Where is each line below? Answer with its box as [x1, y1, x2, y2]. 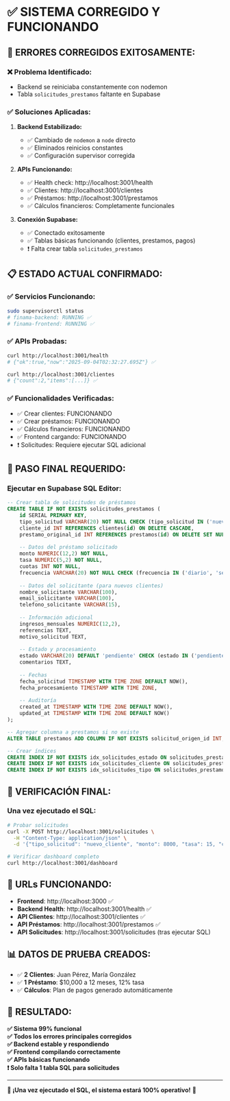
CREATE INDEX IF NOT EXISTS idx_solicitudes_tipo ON [7, 767, 161, 773]
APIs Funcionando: [16, 166, 73, 174]
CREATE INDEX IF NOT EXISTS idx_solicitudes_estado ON [7, 753, 167, 761]
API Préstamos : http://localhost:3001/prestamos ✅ [16, 920, 161, 928]
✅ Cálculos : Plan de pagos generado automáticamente [16, 986, 173, 994]
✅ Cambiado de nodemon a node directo [27, 136, 136, 144]
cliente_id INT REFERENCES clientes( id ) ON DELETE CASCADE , [19, 525, 194, 532]
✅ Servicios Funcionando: [7, 292, 96, 302]
